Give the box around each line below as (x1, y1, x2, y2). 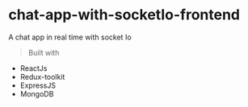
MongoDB (19, 88, 54, 98)
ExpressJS (19, 80, 57, 90)
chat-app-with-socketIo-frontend (8, 6, 241, 24)
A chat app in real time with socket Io (8, 32, 132, 42)
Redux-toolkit (19, 72, 65, 81)
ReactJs (19, 63, 48, 73)
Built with (27, 47, 60, 57)
